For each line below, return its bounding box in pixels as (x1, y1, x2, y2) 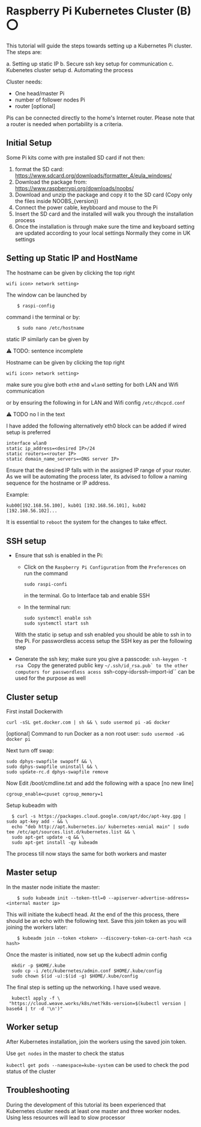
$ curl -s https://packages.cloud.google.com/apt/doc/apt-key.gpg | (11, 814, 187, 820)
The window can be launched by (6, 291, 87, 298)
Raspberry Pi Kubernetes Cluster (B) (6, 4, 191, 18)
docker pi (6, 737, 31, 743)
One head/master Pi (14, 89, 65, 97)
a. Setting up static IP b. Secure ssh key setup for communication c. (6, 60, 174, 67)
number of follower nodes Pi (14, 96, 85, 103)
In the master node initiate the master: (6, 883, 100, 890)
